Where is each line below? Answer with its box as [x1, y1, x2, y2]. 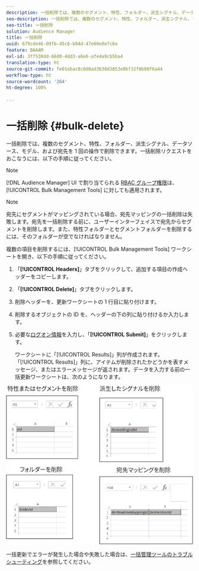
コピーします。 [35, 273, 72, 280]
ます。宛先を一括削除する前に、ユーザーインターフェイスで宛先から [16, 217, 182, 225]
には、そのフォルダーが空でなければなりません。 [6, 232, 126, 240]
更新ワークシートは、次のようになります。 [20, 373, 124, 380]
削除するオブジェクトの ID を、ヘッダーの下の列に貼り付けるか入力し [14, 311, 184, 318]
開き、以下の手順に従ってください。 [21, 253, 110, 260]
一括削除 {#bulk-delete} [6, 119, 124, 133]
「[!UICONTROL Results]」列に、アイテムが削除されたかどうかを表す [14, 358, 184, 365]
